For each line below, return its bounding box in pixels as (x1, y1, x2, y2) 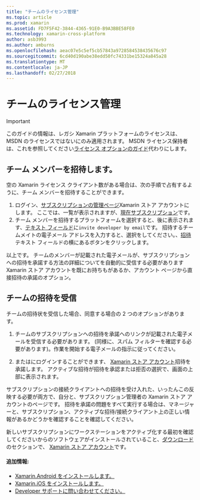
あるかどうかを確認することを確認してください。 (16, 415, 137, 422)
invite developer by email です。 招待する (78, 224, 183, 231)
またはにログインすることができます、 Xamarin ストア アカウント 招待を (14, 358, 191, 365)
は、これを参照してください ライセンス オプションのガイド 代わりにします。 (6, 145, 190, 153)
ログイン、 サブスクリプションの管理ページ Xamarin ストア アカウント (14, 202, 184, 208)
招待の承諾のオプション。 (11, 274, 75, 281)
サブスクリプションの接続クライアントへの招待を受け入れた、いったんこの (6, 385, 189, 392)
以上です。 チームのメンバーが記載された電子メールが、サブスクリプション (6, 252, 190, 258)
